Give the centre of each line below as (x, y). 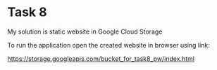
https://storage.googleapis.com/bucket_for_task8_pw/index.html (101, 58)
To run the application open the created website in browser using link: (108, 45)
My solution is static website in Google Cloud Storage (85, 31)
